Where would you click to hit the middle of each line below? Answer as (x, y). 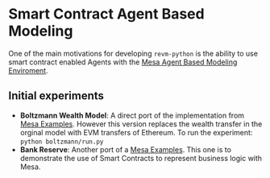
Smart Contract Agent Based (106, 14)
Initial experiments (56, 96)
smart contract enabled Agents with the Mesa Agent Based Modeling (123, 62)
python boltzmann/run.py (62, 142)
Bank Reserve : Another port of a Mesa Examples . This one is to (126, 149)
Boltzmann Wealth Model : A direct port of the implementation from (132, 115)
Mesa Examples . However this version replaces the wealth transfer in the (141, 124)
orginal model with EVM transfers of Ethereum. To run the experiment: (136, 132)
